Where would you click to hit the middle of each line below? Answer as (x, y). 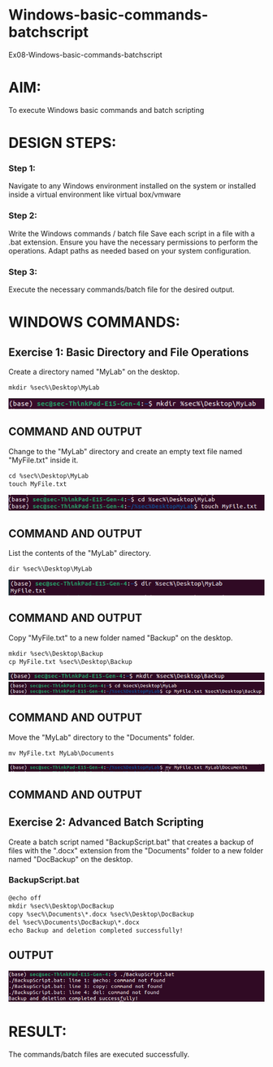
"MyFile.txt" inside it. (43, 460)
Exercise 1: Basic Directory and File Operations (129, 352)
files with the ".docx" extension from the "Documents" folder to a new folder (136, 850)
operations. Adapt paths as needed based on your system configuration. (130, 250)
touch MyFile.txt (38, 484)
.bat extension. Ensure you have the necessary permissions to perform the (133, 242)
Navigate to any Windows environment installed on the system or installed (132, 186)
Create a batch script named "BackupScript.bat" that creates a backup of (131, 842)
